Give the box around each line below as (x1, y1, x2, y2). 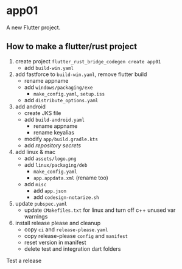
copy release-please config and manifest (24, 232, 128, 239)
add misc (24, 180, 47, 187)
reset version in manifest (24, 239, 86, 246)
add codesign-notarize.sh (33, 193, 99, 201)
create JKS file (24, 109, 61, 116)
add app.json (33, 187, 67, 194)
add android (15, 103, 46, 110)
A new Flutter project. (6, 24, 61, 31)
